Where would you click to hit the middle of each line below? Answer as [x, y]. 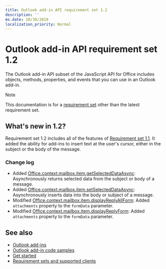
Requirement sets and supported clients [54, 261]
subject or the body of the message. [43, 149]
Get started [24, 256]
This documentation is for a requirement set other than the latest [73, 105]
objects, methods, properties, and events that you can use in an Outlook [80, 80]
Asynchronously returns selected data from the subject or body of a [84, 179]
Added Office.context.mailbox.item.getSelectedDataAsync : [74, 173]
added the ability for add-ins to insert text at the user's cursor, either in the [83, 144]
